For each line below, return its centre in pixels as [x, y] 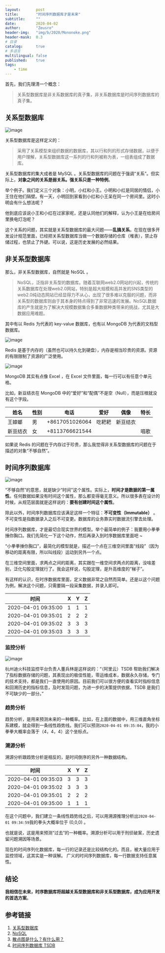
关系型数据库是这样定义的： [33, 140]
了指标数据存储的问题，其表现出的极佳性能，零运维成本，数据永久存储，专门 [82, 675]
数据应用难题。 [32, 313]
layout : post [25, 10]
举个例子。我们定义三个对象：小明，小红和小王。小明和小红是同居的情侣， [80, 190]
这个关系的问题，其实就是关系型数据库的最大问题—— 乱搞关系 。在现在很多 [80, 230]
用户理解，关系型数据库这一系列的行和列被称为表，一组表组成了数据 [86, 157]
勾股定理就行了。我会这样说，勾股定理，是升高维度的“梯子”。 [84, 569]
